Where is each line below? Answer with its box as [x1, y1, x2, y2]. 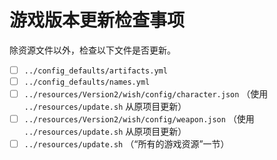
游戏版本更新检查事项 [9, 9, 186, 32]
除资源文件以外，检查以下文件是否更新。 [9, 44, 176, 56]
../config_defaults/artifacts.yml [23, 66, 168, 76]
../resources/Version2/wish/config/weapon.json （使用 [23, 113, 255, 125]
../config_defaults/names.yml [23, 77, 151, 87]
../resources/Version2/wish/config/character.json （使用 [23, 88, 269, 100]
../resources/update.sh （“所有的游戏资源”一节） [23, 138, 230, 150]
